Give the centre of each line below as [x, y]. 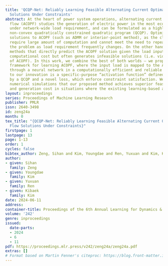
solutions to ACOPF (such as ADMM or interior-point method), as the [83, 38]
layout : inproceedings [29, 93]
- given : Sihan [21, 163]
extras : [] [16, 251]
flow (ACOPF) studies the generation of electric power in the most [82, 24]
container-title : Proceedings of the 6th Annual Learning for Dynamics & [84, 209]
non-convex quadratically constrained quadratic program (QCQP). [79, 33]
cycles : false [20, 149]
